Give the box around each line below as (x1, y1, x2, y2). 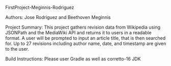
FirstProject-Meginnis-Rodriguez (5, 5, 75, 10)
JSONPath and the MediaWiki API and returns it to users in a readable (5, 30, 152, 35)
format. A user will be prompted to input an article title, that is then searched (5, 35, 166, 41)
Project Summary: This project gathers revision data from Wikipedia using (5, 24, 161, 30)
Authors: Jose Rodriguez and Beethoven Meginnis (5, 14, 111, 20)
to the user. (5, 46, 29, 52)
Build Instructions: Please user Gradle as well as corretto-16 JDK (5, 56, 141, 62)
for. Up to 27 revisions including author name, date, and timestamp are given (5, 40, 166, 47)
